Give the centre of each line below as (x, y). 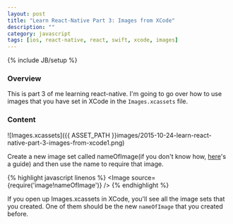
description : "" (31, 27)
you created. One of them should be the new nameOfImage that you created (115, 206)
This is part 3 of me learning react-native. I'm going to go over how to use (115, 94)
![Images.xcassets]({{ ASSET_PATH (59, 135)
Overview (24, 78)
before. (18, 213)
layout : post (26, 14)
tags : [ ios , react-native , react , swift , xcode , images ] (93, 40)
